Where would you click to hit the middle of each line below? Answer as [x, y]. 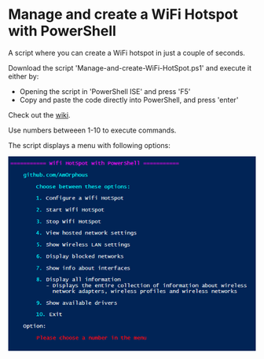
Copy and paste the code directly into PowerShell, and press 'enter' [129, 100]
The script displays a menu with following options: [89, 145]
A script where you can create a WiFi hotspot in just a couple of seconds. [127, 53]
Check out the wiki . [39, 114]
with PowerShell [62, 31]
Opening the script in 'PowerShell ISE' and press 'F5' [105, 91]
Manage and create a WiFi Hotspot [123, 15]
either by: [24, 76]
